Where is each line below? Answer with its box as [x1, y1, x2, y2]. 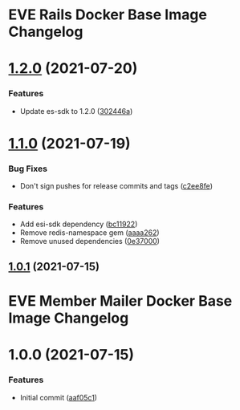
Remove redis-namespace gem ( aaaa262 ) [19, 228, 160, 237]
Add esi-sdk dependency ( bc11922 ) [19, 219, 138, 229]
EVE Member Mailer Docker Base [8, 292, 233, 311]
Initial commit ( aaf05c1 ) [19, 392, 98, 402]
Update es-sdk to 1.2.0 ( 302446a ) [19, 106, 133, 116]
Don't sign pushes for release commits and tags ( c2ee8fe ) [19, 181, 213, 191]
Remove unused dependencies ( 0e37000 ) [19, 237, 161, 246]
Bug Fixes [8, 163, 48, 174]
